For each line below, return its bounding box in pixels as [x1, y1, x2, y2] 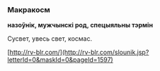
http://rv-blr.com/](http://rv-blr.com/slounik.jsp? [9, 48, 149, 57]
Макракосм [7, 5, 51, 15]
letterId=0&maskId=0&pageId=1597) [7, 56, 113, 64]
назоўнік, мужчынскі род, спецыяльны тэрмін [7, 21, 154, 30]
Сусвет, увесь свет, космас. [7, 34, 93, 43]
